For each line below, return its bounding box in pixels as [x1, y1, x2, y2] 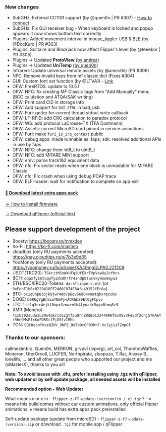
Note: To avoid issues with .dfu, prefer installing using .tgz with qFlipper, [5, 371, 158, 377]
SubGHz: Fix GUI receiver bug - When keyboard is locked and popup [12, 25, 154, 31]
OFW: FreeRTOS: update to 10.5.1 [12, 84, 80, 89]
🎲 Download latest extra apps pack [5, 190, 78, 196]
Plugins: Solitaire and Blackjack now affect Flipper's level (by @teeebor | [12, 46, 161, 53]
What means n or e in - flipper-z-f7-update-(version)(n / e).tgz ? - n [5, 395, 152, 401]
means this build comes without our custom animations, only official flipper [5, 401, 159, 407]
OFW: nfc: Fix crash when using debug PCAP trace [12, 173, 116, 179]
